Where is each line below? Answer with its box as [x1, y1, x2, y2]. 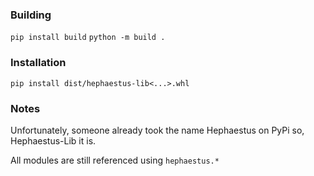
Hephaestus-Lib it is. [10, 134, 97, 147]
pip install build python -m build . [10, 33, 166, 43]
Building [10, 8, 52, 22]
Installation [10, 56, 67, 70]
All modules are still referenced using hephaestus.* [10, 154, 220, 166]
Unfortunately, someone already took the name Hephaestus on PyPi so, [10, 124, 305, 136]
